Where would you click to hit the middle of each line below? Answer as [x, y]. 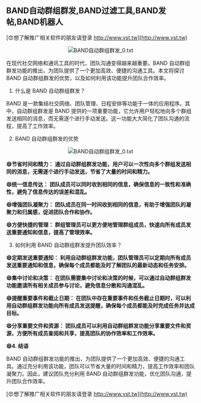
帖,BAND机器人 [35, 22]
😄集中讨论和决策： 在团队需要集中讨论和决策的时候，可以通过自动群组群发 [99, 278]
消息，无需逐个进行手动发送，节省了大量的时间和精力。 [85, 171]
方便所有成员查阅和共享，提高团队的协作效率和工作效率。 [87, 333]
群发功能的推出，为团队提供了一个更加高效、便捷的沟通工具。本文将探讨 [95, 70]
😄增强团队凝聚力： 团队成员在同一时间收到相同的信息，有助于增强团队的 [96, 204]
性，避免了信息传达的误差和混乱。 [48, 192]
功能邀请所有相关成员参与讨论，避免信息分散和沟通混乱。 [77, 285]
